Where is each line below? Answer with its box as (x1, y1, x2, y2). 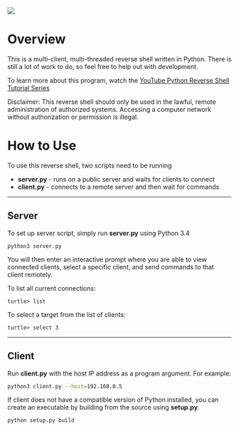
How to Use (7, 137, 77, 154)
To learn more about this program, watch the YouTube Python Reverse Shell (7, 76, 230, 85)
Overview (7, 31, 66, 48)
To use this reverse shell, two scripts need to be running (7, 161, 172, 170)
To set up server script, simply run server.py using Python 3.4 (7, 229, 190, 237)
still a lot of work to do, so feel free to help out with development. (7, 62, 198, 71)
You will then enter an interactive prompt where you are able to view (7, 255, 208, 264)
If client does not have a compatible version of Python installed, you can (7, 395, 219, 404)
